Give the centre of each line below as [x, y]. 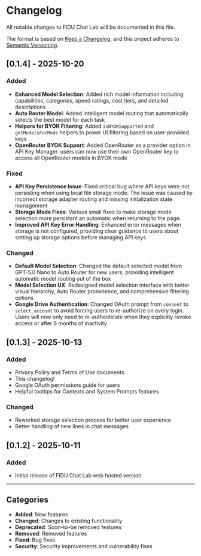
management [31, 205]
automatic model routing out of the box [63, 279]
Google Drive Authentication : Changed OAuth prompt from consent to [101, 304]
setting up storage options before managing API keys [80, 237]
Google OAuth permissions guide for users [67, 385]
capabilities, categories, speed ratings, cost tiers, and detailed [92, 100]
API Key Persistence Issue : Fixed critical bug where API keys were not [102, 186]
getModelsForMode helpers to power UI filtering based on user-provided [102, 132]
